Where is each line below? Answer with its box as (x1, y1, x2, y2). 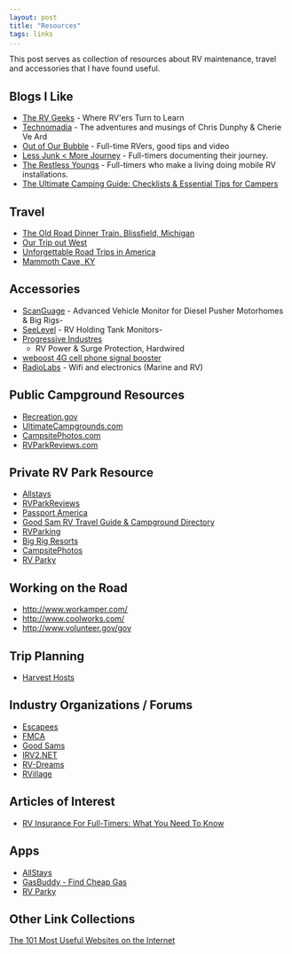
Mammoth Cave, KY (21, 256, 96, 266)
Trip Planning (9, 649, 85, 664)
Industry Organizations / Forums (9, 698, 193, 713)
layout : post (9, 12, 58, 22)
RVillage (21, 769, 53, 779)
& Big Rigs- (21, 314, 64, 325)
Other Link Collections (9, 911, 136, 926)
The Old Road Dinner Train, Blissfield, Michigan (21, 228, 195, 238)
